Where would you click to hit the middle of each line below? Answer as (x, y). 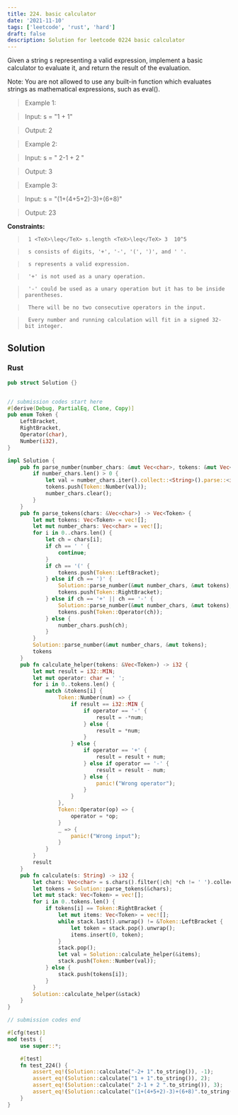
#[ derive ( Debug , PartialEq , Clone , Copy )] (71, 408)
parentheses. (44, 295)
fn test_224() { (44, 1065)
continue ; (72, 553)
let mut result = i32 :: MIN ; (74, 671)
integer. (51, 327)
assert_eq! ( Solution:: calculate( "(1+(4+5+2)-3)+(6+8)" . (117, 1092)
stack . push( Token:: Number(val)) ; (107, 961)
